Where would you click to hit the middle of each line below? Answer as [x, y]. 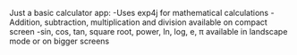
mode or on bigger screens [59, 41]
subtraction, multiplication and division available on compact [156, 22]
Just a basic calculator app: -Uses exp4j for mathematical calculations [139, 13]
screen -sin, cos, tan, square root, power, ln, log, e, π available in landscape [148, 31]
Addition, [26, 22]
